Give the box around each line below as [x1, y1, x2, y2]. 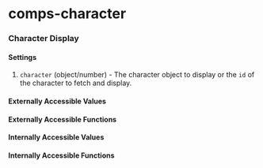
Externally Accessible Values [8, 96, 107, 106]
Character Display [8, 33, 79, 44]
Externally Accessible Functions [8, 114, 117, 124]
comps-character [8, 5, 127, 23]
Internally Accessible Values [8, 133, 105, 142]
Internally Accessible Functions [8, 151, 115, 160]
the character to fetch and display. [19, 78, 132, 88]
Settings [8, 52, 37, 62]
